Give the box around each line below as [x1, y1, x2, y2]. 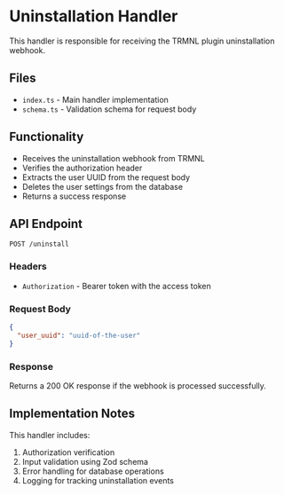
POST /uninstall [9, 240, 69, 249]
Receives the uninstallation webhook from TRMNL [21, 153, 206, 163]
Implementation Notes [9, 406, 136, 421]
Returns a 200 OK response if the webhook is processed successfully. [9, 380, 266, 391]
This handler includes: [9, 429, 91, 440]
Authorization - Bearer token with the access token [21, 280, 211, 291]
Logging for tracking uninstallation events [21, 475, 175, 485]
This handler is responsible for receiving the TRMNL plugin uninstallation [9, 35, 275, 46]
